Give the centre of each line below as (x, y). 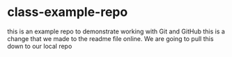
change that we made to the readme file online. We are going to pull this (110, 38)
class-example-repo (68, 12)
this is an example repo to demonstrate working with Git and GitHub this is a (116, 31)
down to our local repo (40, 46)
